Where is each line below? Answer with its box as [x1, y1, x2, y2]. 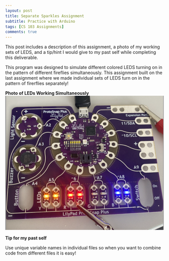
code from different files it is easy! [5, 250, 76, 256]
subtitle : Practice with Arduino [5, 19, 75, 24]
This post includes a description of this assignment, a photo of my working [5, 44, 160, 50]
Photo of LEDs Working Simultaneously [5, 90, 89, 96]
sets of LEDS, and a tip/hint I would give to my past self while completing [5, 49, 156, 55]
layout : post [5, 8, 33, 13]
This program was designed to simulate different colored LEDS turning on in [5, 64, 162, 71]
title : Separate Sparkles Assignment [5, 13, 84, 19]
